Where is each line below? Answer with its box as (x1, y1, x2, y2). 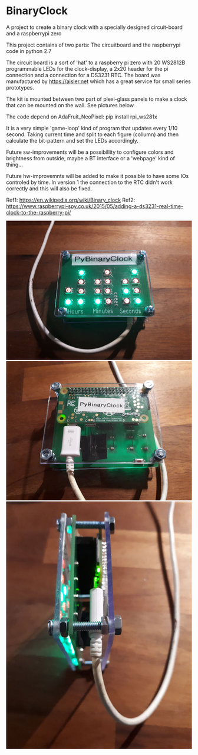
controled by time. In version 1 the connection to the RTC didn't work (6, 179, 173, 186)
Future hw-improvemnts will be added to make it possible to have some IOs (6, 172, 189, 179)
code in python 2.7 (6, 47, 52, 54)
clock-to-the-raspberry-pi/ (6, 209, 71, 216)
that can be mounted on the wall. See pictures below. (6, 101, 136, 108)
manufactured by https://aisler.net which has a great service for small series (6, 78, 192, 85)
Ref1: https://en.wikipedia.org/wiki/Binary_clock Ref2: (6, 196, 136, 203)
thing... (6, 161, 24, 168)
